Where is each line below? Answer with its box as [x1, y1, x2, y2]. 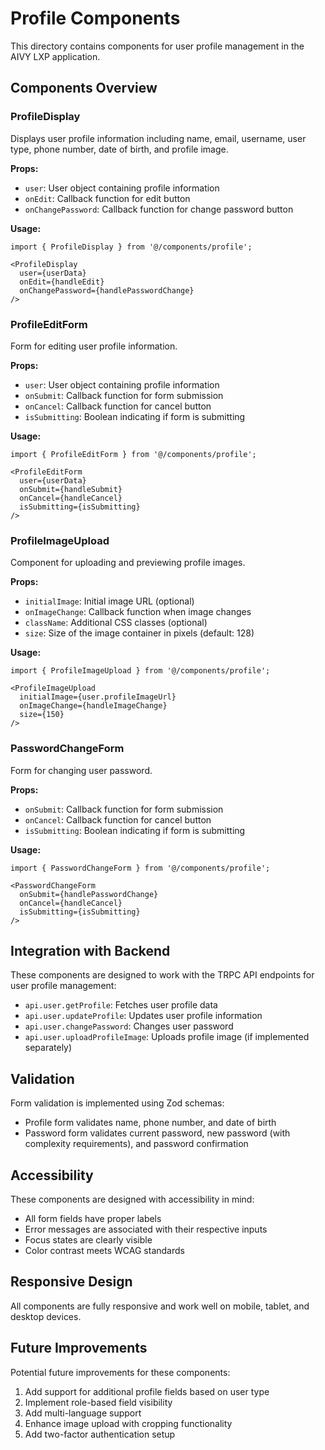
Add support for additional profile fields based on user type [24, 1385, 270, 1397]
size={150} [19, 710, 65, 720]
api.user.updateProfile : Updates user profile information [24, 1010, 263, 1022]
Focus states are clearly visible [24, 1233, 153, 1246]
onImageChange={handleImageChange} [19, 701, 168, 711]
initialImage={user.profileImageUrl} [19, 692, 177, 702]
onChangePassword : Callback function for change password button [24, 203, 294, 215]
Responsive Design [10, 1273, 133, 1291]
